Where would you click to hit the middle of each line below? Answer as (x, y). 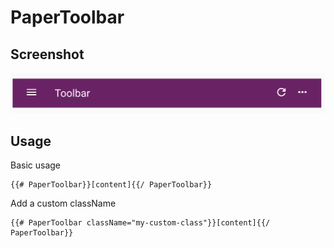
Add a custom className (63, 203)
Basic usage (36, 165)
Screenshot (47, 54)
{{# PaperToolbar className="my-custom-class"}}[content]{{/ (140, 223)
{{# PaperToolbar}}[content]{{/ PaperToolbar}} (111, 185)
